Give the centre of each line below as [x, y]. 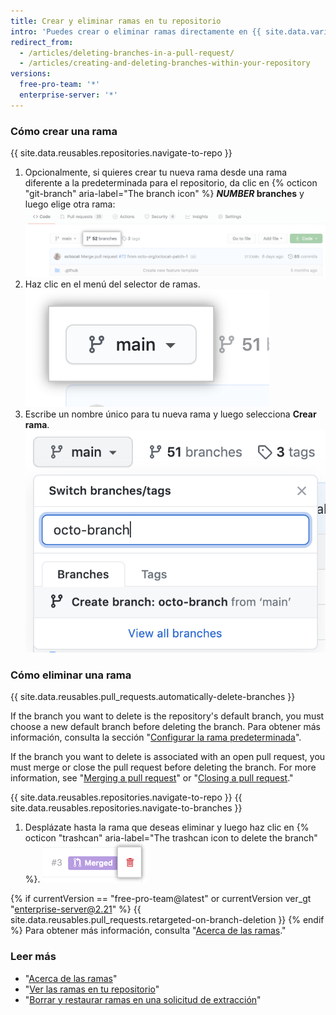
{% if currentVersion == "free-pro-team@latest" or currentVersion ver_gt [161, 899]
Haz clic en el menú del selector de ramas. [112, 284]
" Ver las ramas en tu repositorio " [92, 989]
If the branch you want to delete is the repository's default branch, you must [167, 716]
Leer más [33, 957]
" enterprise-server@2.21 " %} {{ [76, 909]
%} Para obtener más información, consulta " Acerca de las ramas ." [148, 931]
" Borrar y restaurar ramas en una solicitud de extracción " [143, 999]
